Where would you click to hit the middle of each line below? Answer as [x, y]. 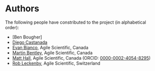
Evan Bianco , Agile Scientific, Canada [50, 47]
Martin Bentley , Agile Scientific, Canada [52, 53]
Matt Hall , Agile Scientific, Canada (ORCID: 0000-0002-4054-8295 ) [81, 58]
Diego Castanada [30, 42]
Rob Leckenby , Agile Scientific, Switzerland [56, 63]
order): [12, 27]
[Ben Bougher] [27, 37]
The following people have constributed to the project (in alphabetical [76, 22]
